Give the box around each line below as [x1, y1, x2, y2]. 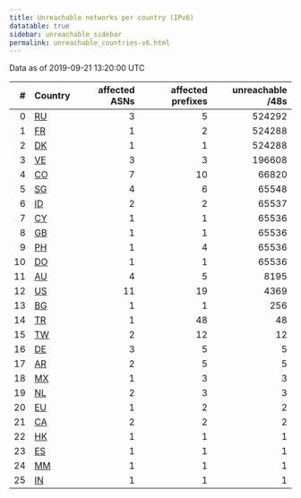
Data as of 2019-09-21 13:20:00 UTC [9, 63, 145, 73]
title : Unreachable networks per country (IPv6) [9, 13, 194, 22]
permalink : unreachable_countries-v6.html [9, 38, 170, 47]
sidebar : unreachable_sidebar [9, 30, 123, 39]
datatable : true [9, 21, 70, 30]
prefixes [171, 95, 208, 107]
